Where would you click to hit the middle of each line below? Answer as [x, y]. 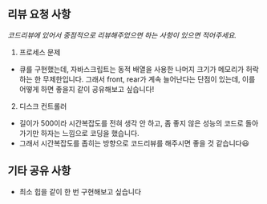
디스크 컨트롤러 [43, 106]
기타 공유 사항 [39, 171]
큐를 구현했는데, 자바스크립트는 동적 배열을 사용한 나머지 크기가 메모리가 [131, 69]
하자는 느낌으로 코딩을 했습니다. [90, 133]
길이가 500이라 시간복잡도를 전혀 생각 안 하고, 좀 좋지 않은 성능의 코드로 [131, 123]
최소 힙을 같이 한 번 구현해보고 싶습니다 [80, 191]
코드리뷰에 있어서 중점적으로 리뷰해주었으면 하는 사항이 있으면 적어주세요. [122, 35]
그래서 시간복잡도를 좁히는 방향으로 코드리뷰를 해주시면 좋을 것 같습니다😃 [134, 143]
